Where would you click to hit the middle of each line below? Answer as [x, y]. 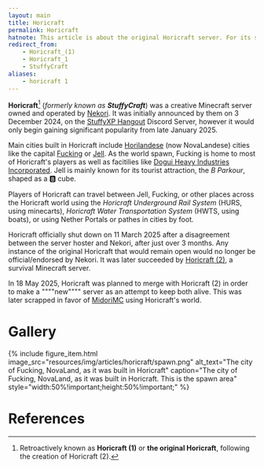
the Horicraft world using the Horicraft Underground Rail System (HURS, [125, 203]
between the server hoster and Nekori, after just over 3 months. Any [119, 243]
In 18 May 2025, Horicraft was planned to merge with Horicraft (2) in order [128, 283]
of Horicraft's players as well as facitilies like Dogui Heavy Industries [119, 162]
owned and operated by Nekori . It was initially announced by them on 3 [124, 113]
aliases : [22, 74]
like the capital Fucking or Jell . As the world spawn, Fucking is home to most [132, 153]
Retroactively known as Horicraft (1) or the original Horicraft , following [134, 448]
